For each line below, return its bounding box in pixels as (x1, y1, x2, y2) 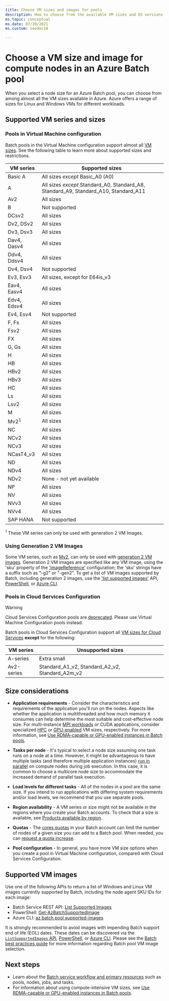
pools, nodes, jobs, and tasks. (12, 979, 75, 985)
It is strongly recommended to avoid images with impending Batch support (5, 924, 160, 931)
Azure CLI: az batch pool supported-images (12, 914, 104, 921)
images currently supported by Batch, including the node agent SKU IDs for (5, 889, 162, 895)
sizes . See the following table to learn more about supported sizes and (5, 147, 152, 153)
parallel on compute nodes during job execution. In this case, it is (12, 763, 147, 770)
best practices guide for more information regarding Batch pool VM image (5, 940, 158, 946)
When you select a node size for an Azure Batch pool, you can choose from (5, 90, 162, 96)
